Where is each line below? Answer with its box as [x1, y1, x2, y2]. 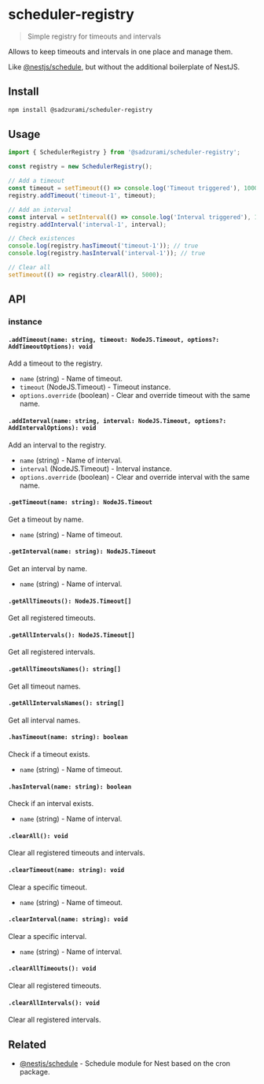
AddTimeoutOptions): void [8, 343, 93, 351]
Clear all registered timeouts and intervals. [8, 848, 145, 858]
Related [8, 1038, 47, 1051]
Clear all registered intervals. [8, 1015, 101, 1025]
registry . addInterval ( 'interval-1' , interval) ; [8, 221, 167, 228]
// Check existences [8, 235, 76, 243]
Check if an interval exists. [8, 799, 94, 808]
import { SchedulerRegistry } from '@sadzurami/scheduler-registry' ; [8, 148, 241, 157]
